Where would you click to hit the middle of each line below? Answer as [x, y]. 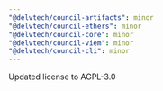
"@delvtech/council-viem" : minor [71, 43]
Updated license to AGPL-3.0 [62, 77]
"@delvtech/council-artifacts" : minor [81, 18]
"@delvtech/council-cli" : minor [69, 51]
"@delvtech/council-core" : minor [71, 34]
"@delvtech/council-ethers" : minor [75, 26]
